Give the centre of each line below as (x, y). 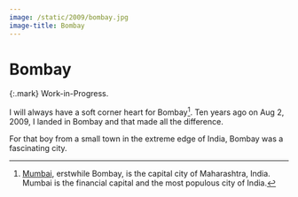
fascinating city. (39, 148)
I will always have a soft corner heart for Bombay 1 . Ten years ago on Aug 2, (147, 111)
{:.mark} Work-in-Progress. (59, 94)
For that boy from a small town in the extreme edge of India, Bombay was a (146, 139)
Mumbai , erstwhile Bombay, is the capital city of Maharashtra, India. (146, 174)
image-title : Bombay (47, 26)
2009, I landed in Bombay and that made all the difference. (116, 122)
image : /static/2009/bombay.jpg (69, 17)
